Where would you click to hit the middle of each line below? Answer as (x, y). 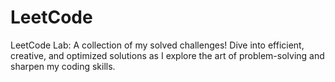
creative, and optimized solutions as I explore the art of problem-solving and (167, 55)
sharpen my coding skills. (63, 66)
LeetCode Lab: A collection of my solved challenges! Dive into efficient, (157, 45)
